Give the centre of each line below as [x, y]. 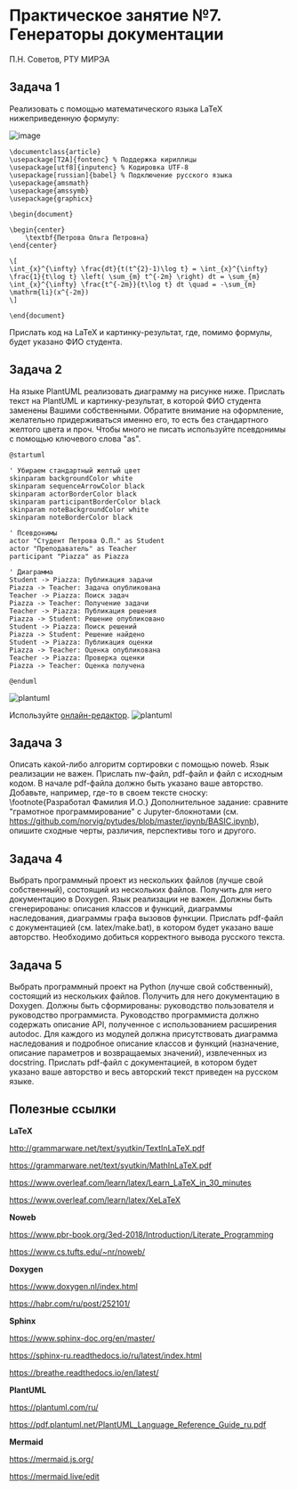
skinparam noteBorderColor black [71, 517]
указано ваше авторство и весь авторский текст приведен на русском [144, 1072]
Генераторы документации [116, 34]
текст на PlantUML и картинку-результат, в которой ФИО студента [135, 400]
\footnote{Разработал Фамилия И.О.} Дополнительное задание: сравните [149, 803]
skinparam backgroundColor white [71, 478]
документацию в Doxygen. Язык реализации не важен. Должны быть [141, 899]
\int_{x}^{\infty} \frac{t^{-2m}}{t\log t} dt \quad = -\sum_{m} [132, 284]
